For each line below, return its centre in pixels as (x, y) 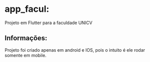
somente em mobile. (26, 55)
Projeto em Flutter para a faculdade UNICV (49, 23)
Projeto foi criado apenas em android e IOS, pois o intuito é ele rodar (75, 50)
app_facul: (27, 9)
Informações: (26, 38)
